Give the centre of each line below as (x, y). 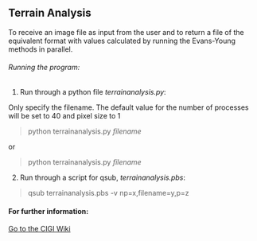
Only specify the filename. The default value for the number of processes (128, 107)
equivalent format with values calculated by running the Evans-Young (122, 41)
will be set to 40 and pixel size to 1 (64, 116)
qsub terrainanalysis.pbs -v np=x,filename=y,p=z (108, 193)
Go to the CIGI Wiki (39, 229)
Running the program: (44, 68)
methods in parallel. (41, 49)
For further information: (49, 211)
